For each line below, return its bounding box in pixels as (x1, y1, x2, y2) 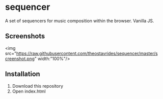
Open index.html (12, 88, 46, 94)
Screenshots (5, 32, 45, 40)
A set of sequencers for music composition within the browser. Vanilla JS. (5, 18, 154, 24)
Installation (5, 70, 40, 78)
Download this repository (12, 83, 63, 89)
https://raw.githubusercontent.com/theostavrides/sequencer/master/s (16, 50, 158, 56)
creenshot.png (5, 56, 35, 62)
